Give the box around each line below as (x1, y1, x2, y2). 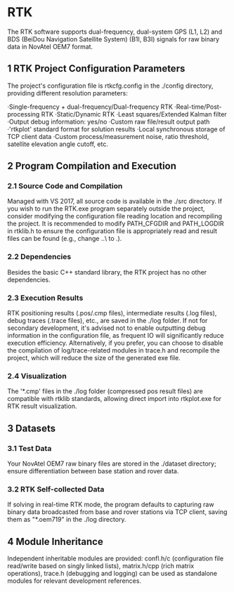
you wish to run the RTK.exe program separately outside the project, (7, 204, 205, 213)
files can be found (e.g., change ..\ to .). (7, 235, 122, 243)
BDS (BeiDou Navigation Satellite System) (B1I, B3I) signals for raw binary (7, 34, 220, 43)
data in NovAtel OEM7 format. (7, 42, 93, 51)
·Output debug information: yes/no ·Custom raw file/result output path (7, 117, 210, 126)
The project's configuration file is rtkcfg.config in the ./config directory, (7, 81, 214, 90)
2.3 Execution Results (7, 293, 84, 303)
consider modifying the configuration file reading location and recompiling (7, 212, 223, 221)
